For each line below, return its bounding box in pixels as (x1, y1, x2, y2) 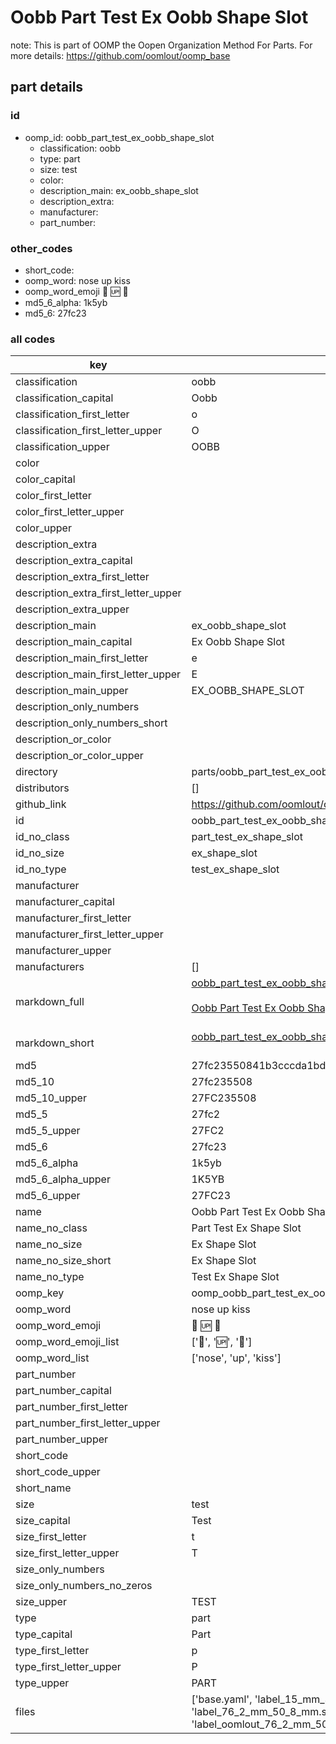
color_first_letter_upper (15, 505, 125, 519)
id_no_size (15, 846, 65, 860)
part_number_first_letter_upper (15, 1416, 161, 1430)
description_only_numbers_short (15, 716, 168, 730)
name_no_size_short (15, 1254, 112, 1268)
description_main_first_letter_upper (15, 667, 182, 681)
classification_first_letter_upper (15, 424, 163, 438)
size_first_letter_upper (15, 1546, 120, 1560)
